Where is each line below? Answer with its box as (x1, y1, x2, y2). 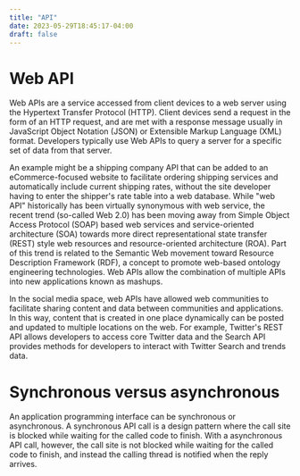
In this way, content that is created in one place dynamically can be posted (9, 313, 284, 323)
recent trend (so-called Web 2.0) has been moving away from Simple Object (9, 210, 290, 221)
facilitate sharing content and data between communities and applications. (9, 303, 284, 313)
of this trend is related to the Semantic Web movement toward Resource (9, 247, 274, 259)
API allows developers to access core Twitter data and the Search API (9, 331, 266, 342)
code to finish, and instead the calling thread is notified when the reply (9, 449, 269, 460)
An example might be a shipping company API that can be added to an (9, 163, 269, 173)
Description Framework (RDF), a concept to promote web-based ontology (9, 257, 281, 268)
